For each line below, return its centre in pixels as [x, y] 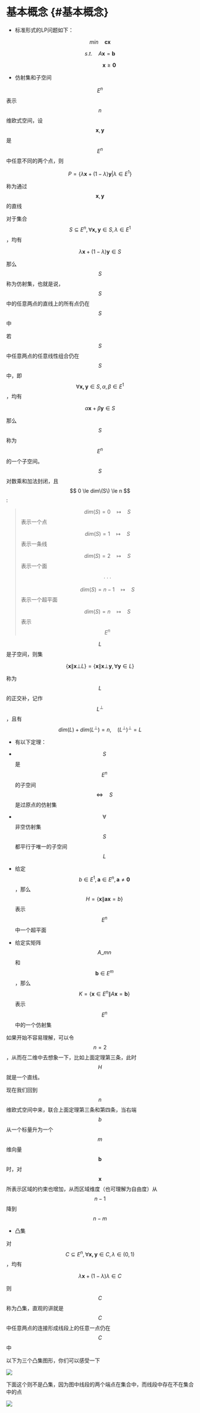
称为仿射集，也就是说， [35, 283]
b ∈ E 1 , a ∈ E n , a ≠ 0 [104, 878]
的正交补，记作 [24, 698]
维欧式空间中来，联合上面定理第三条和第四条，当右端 [71, 1109]
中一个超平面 [30, 930]
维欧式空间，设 [24, 120]
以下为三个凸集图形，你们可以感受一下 [53, 1360]
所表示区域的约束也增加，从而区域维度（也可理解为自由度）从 [82, 1189]
